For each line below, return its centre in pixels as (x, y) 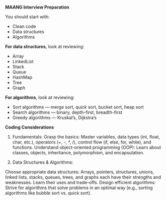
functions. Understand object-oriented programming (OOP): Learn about (87, 147)
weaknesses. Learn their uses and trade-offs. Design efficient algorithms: (81, 182)
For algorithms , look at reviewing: (40, 97)
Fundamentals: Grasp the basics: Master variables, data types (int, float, (86, 137)
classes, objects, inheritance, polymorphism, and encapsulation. (78, 153)
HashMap (22, 77)
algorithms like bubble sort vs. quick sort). (48, 193)
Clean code (24, 26)
